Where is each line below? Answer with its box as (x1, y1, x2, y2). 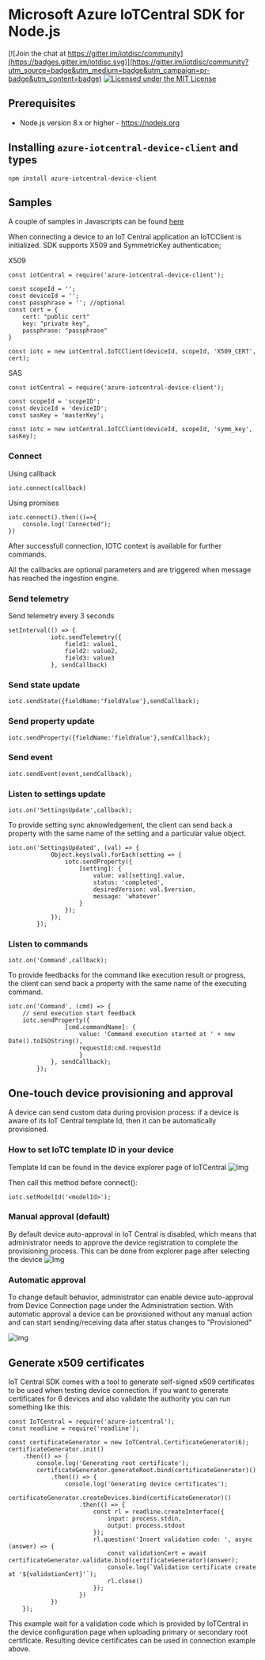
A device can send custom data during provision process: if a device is (8, 1107, 240, 1117)
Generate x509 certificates (8, 1356, 145, 1369)
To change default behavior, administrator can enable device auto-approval (8, 1292, 254, 1302)
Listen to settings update (8, 788, 106, 799)
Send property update (8, 716, 95, 727)
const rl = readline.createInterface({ (93, 1508, 225, 1516)
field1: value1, (64, 640, 119, 648)
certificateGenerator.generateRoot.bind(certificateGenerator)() (36, 1466, 257, 1474)
